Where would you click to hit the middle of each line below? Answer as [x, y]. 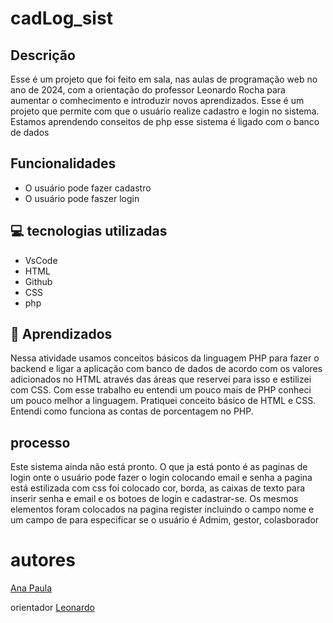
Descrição [43, 55]
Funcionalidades [63, 163]
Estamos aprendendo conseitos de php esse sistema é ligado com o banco [165, 121]
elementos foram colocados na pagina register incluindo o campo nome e [162, 509]
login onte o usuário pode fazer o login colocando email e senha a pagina [161, 478]
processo [40, 442]
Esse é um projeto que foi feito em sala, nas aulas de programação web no [164, 79]
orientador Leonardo [52, 608]
